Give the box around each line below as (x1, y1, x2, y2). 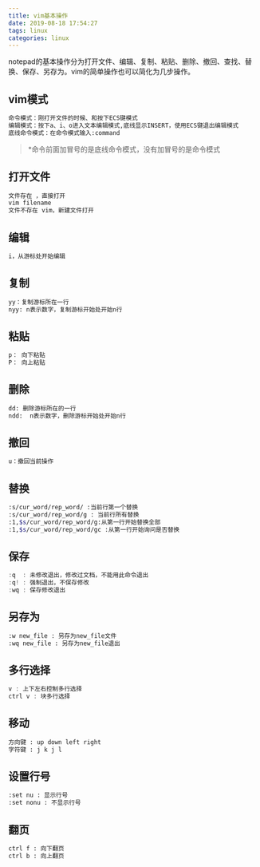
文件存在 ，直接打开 (8, 192, 66, 200)
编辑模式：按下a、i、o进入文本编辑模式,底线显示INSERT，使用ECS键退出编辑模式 (8, 121, 239, 129)
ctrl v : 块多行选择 (8, 692, 70, 701)
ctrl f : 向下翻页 (8, 845, 65, 853)
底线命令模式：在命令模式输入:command (8, 129, 120, 137)
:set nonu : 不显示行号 (8, 799, 81, 807)
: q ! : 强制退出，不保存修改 (8, 579, 89, 587)
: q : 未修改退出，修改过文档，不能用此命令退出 (8, 572, 149, 580)
